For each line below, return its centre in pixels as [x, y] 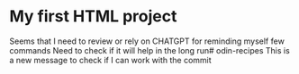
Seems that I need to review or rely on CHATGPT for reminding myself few [147, 41]
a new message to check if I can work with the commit [110, 60]
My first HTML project [93, 16]
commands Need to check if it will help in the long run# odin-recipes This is [149, 50]
